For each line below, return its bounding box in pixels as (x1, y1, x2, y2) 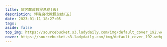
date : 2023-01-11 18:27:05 (5, 16, 61, 21)
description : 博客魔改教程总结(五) (5, 12, 72, 17)
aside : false (5, 25, 32, 30)
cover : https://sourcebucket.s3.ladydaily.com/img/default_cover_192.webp (5, 35, 164, 40)
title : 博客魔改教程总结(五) (5, 7, 59, 12)
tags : (5, 21, 16, 26)
